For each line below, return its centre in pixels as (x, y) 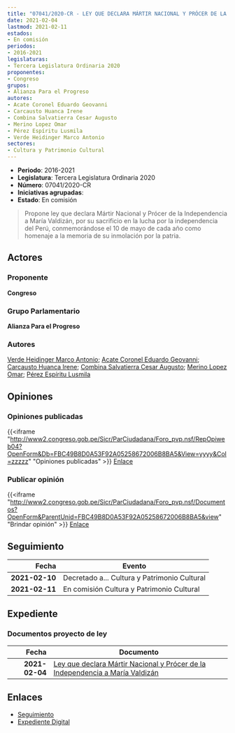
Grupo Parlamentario (44, 311)
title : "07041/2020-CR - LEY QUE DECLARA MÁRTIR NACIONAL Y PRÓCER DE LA (117, 14)
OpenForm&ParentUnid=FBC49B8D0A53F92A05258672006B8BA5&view (113, 517)
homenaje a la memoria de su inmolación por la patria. (102, 236)
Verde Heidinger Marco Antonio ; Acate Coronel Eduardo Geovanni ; (104, 360)
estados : (20, 33)
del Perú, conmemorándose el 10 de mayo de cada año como (113, 228)
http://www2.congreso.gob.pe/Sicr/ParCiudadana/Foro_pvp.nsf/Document (118, 502)
